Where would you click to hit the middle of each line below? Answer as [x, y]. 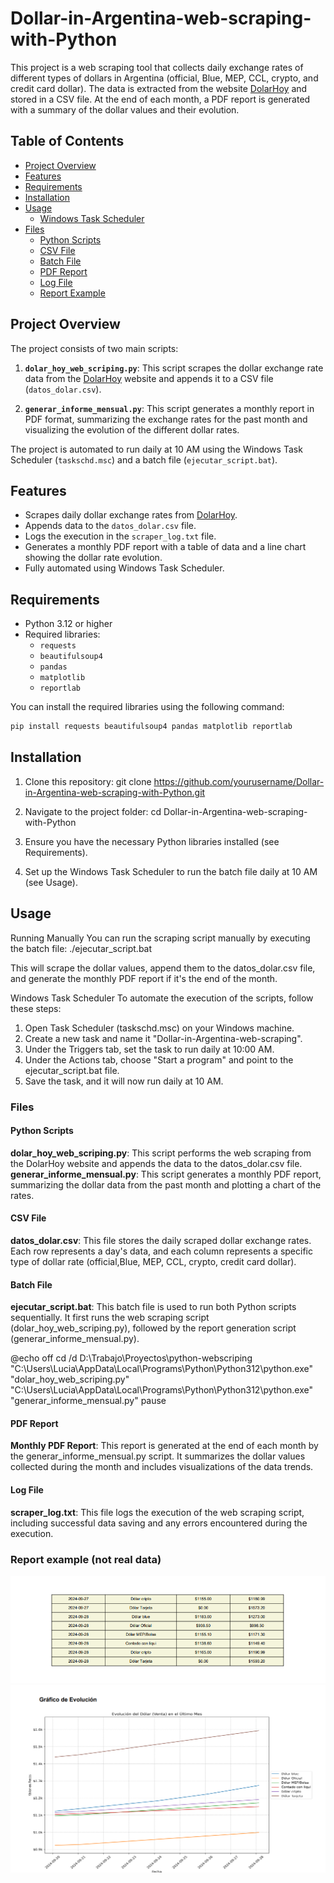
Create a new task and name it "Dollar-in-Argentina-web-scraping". [163, 1038]
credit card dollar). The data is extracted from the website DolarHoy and [159, 88]
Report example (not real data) [86, 1559]
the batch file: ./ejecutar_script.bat [81, 948]
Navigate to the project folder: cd [93, 811]
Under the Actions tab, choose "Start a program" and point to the [159, 1059]
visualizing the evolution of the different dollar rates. [132, 429]
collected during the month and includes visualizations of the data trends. [162, 1467]
